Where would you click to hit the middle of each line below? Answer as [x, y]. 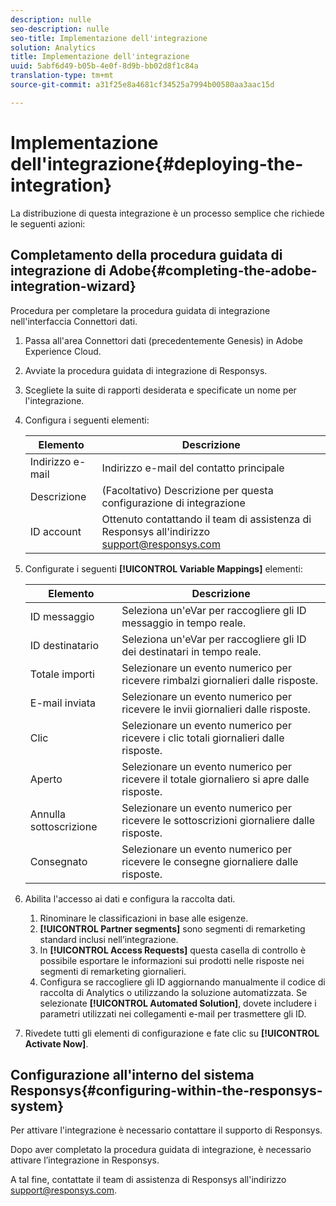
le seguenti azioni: [48, 223]
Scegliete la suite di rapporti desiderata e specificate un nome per [160, 390]
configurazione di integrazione [173, 503]
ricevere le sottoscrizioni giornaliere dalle [218, 820]
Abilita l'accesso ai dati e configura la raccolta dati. [130, 898]
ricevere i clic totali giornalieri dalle [203, 738]
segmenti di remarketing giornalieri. [113, 971]
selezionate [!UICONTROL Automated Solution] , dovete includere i [178, 1003]
